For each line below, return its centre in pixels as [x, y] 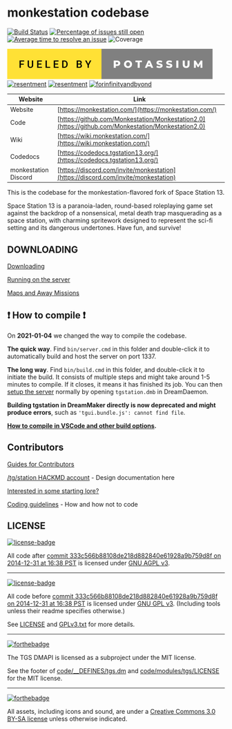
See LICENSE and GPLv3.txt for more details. [71, 624]
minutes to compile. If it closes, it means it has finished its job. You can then [115, 384]
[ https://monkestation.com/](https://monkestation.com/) [137, 109]
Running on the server [39, 280]
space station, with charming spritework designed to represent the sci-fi [110, 221]
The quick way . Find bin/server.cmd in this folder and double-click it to [108, 349]
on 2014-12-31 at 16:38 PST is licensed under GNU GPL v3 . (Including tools [114, 604]
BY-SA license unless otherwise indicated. [67, 719]
